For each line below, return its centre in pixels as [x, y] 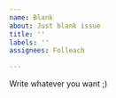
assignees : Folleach [47, 51]
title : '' [27, 34]
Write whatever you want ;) [58, 84]
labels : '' [29, 42]
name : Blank [31, 17]
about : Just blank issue [55, 26]
